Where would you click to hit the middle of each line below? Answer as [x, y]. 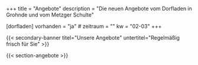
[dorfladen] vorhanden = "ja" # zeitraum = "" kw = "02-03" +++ [84, 26]
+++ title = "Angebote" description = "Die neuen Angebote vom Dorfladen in [99, 9]
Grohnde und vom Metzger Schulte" [50, 15]
